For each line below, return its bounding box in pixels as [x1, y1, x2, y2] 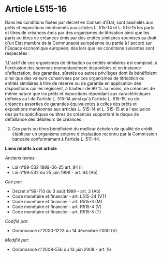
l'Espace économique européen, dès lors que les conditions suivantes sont [5, 45, 155, 51]
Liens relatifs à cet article [5, 145, 57, 151]
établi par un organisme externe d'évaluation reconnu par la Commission [12, 131, 157, 137]
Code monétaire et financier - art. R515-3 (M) [12, 198, 103, 204]
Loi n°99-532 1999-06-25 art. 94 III [12, 164, 83, 170]
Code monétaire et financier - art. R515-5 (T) [12, 209, 102, 214]
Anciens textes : [5, 155, 36, 161]
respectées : [5, 50, 30, 56]
